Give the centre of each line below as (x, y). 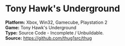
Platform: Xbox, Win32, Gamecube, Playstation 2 (56, 22)
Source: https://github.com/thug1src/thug (49, 38)
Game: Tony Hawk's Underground (41, 27)
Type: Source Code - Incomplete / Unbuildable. (55, 33)
